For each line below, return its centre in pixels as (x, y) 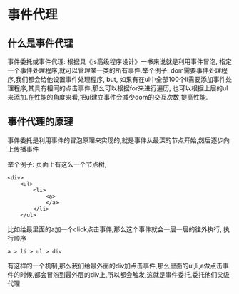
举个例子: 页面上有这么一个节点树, (57, 164)
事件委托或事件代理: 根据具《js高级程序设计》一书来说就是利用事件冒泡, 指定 (119, 62)
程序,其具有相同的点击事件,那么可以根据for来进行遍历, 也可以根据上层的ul (121, 88)
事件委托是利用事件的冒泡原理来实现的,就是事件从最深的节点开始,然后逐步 (116, 140)
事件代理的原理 (40, 122)
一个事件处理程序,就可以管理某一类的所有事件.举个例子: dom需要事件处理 (115, 70)
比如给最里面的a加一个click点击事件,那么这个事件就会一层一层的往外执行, (115, 229)
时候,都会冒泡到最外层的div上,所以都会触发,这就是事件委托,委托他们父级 (124, 274)
